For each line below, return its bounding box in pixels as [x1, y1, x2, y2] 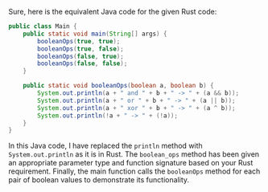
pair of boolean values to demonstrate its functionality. [8, 175, 190, 185]
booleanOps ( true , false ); [37, 44, 125, 53]
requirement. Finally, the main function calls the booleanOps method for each [8, 166, 261, 176]
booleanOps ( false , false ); [37, 59, 128, 67]
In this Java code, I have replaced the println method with [8, 141, 203, 151]
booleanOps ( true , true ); [37, 37, 121, 45]
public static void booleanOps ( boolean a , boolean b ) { [23, 82, 215, 90]
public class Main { [8, 22, 78, 31]
